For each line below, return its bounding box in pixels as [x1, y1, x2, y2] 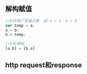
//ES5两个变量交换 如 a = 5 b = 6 [5, 18, 77, 23]
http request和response [5, 61, 82, 69]
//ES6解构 [5, 41, 24, 46]
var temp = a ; [5, 23, 35, 28]
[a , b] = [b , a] [5, 46, 35, 51]
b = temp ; [5, 32, 26, 37]
